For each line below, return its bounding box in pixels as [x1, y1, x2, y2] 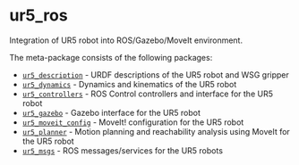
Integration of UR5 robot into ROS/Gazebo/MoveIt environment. [9, 35, 243, 45]
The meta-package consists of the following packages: [9, 52, 213, 62]
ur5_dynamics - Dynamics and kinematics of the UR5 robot [21, 78, 237, 89]
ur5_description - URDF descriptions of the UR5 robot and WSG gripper [21, 69, 289, 80]
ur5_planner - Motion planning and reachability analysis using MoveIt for [21, 126, 291, 136]
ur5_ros [9, 5, 69, 26]
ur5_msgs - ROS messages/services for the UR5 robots [21, 144, 224, 156]
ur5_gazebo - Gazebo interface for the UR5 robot [21, 107, 201, 118]
